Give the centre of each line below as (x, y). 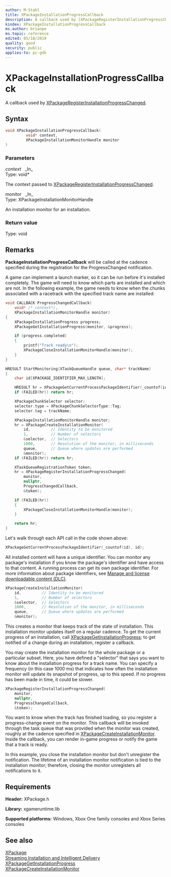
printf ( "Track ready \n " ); (51, 345)
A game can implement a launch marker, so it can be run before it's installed (85, 277)
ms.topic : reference (27, 34)
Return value (21, 222)
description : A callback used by (41, 19)
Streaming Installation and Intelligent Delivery (53, 858)
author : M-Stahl (22, 10)
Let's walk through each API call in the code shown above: (67, 538)
